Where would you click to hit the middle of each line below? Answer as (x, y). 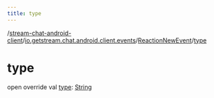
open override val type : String (49, 87)
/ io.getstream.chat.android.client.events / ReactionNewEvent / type (115, 40)
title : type (24, 13)
